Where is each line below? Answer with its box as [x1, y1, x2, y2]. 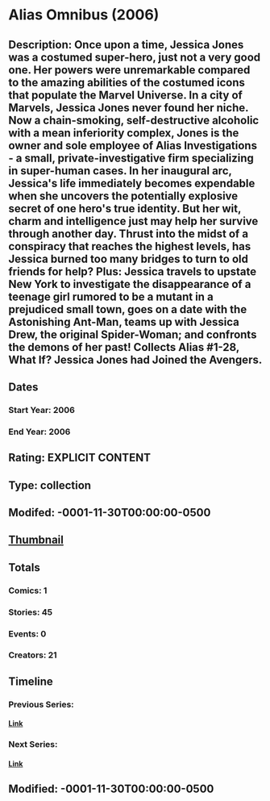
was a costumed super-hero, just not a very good [8, 50, 261, 64]
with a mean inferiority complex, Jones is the [8, 126, 239, 140]
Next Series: [8, 739, 58, 750]
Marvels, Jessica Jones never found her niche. [8, 101, 249, 115]
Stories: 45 [8, 607, 53, 618]
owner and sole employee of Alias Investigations [8, 139, 258, 152]
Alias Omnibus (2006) [8, 6, 160, 24]
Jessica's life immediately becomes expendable [8, 176, 255, 190]
